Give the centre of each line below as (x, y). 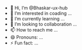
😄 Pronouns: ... (27, 37)
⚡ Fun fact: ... (24, 43)
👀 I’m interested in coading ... (41, 13)
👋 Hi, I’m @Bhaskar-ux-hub (39, 8)
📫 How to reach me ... (34, 30)
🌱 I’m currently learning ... (37, 19)
